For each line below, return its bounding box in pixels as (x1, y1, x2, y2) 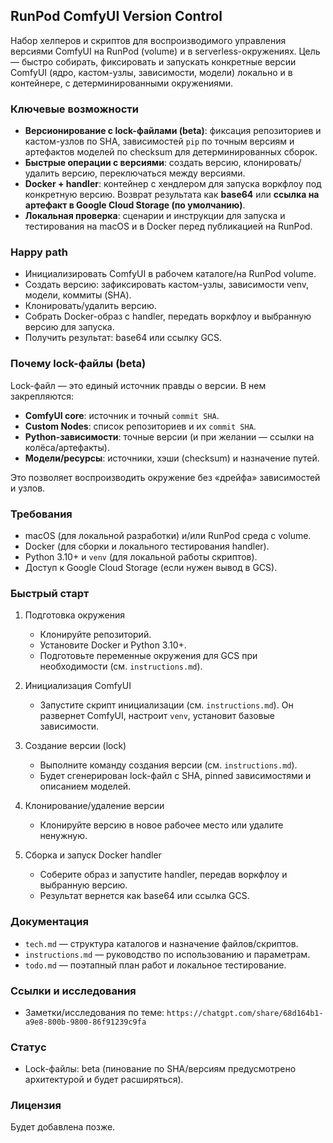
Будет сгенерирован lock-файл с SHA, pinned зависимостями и (39, 770, 312, 782)
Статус (10, 1040, 47, 1054)
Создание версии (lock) (24, 740, 127, 752)
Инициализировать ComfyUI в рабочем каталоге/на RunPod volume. (24, 268, 317, 280)
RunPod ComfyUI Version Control (10, 8, 223, 25)
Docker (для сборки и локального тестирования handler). (24, 540, 270, 552)
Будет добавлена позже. (10, 1121, 116, 1133)
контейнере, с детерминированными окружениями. (10, 77, 234, 89)
